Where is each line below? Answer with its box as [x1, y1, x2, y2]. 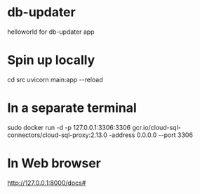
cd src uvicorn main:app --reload [7, 75, 103, 84]
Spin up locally [7, 52, 95, 68]
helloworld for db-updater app [7, 27, 95, 36]
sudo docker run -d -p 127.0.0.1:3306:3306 [7, 123, 131, 131]
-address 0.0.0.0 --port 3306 [108, 131, 193, 139]
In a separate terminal [7, 100, 137, 116]
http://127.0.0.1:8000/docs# [7, 179, 86, 187]
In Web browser [7, 155, 102, 171]
